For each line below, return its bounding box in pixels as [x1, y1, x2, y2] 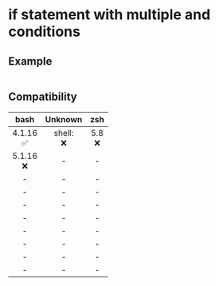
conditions [8, 22, 81, 41]
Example [8, 54, 53, 68]
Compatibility [8, 90, 77, 104]
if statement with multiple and [8, 6, 211, 24]
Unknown [45, 113, 83, 125]
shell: [53, 127, 74, 138]
